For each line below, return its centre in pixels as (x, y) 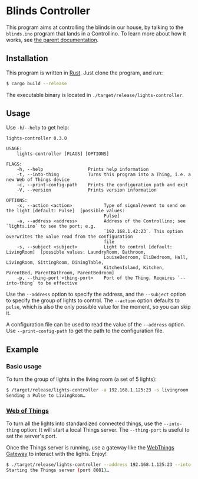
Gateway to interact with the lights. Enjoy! (57, 454)
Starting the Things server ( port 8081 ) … (58, 470)
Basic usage (24, 366)
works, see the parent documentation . (52, 40)
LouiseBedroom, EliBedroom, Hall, (146, 258)
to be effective (57, 283)
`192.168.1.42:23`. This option (143, 232)
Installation (27, 58)
